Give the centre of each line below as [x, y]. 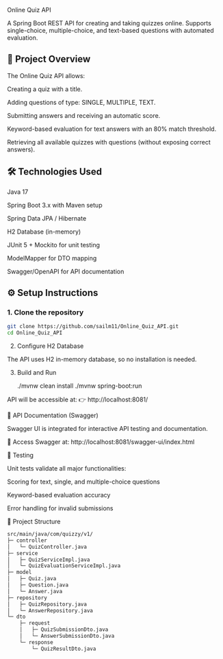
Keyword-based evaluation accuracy [59, 495]
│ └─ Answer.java [35, 591]
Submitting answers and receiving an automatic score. [84, 115]
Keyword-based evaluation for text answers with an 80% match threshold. [112, 129]
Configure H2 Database [50, 346]
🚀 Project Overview [49, 59]
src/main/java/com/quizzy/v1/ [50, 534]
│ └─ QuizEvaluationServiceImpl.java [64, 566]
